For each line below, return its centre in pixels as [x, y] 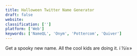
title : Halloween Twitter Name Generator [50, 10]
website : [15, 19]
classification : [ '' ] [28, 24]
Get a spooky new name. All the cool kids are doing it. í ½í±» [69, 48]
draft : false [19, 15]
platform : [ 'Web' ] [25, 29]
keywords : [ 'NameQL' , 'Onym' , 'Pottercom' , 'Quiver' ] [64, 34]
